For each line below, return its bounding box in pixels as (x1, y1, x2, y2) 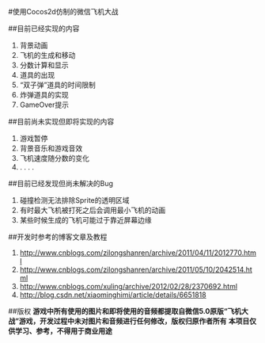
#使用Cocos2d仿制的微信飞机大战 (8, 7, 119, 16)
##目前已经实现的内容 (8, 24, 80, 33)
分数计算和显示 (19, 60, 69, 70)
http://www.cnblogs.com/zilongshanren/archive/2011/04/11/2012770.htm (19, 248, 257, 257)
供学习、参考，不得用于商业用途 (8, 326, 112, 335)
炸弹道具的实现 (19, 90, 69, 99)
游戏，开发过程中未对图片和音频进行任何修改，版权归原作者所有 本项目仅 (18, 316, 257, 326)
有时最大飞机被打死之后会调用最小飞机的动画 (19, 205, 166, 215)
